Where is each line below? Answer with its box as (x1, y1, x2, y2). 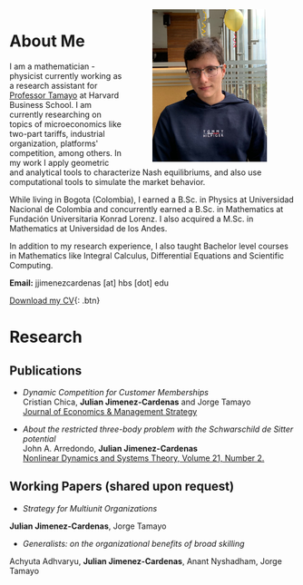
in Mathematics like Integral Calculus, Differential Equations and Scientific (9, 249, 285, 261)
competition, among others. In (9, 147, 122, 158)
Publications (9, 363, 83, 378)
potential (22, 433, 56, 444)
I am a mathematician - (9, 61, 95, 72)
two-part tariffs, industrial (9, 128, 106, 139)
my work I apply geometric (9, 157, 110, 168)
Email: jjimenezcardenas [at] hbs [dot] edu (9, 277, 170, 288)
